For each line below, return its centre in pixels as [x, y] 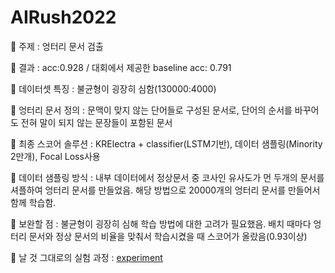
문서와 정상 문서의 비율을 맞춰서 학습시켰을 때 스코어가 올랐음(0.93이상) [168, 236]
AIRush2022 [63, 17]
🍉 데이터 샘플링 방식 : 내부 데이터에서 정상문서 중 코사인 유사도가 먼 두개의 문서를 [167, 177]
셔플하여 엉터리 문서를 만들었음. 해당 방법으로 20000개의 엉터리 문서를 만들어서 [165, 190]
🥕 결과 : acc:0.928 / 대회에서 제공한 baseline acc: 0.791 [121, 67]
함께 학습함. [33, 202]
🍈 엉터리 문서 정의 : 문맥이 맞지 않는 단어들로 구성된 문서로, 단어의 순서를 [151, 110]
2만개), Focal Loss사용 [55, 156]
